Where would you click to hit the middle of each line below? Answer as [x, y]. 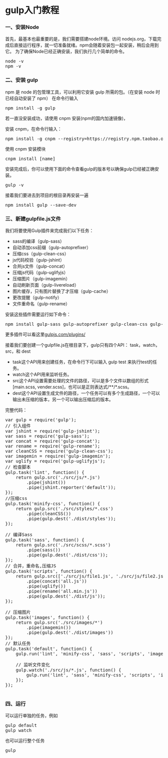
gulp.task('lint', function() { [45, 473]
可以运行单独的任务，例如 [31, 715]
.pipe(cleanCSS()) [49, 514]
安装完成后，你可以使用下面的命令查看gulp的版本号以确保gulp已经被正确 [80, 169]
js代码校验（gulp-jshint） [38, 260]
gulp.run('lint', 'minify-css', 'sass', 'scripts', [80, 654]
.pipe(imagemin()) [49, 628]
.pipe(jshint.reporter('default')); [71, 488]
